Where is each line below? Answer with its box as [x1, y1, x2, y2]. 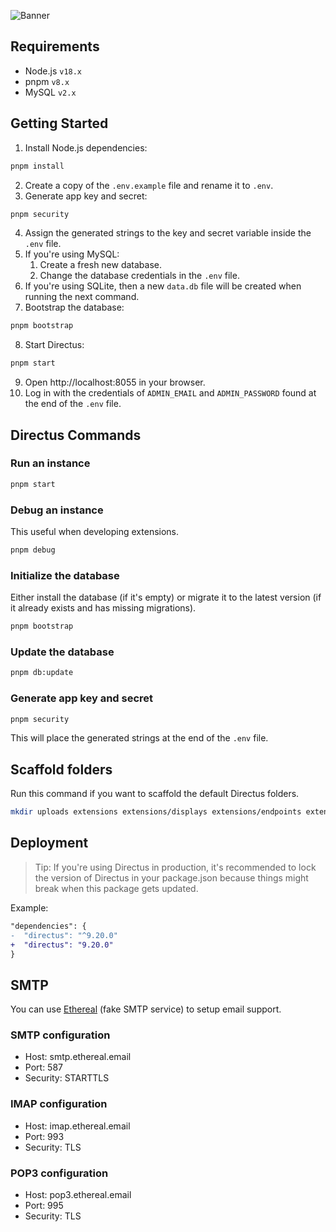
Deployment [10, 835, 89, 852]
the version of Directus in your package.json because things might [34, 871, 309, 884]
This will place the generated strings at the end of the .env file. [10, 732, 269, 744]
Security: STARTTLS [24, 1072, 110, 1084]
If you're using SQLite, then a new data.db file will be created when [24, 280, 302, 292]
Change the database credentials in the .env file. [39, 270, 240, 282]
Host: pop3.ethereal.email [24, 1189, 132, 1201]
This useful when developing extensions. [10, 525, 180, 537]
